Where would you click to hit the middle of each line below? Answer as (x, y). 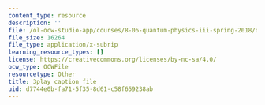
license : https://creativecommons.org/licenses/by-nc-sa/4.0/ (112, 60)
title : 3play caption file (52, 81)
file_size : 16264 (37, 37)
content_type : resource (47, 15)
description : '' (35, 23)
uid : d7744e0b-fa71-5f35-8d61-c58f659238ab (81, 89)
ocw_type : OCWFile (38, 67)
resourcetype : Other (42, 74)
